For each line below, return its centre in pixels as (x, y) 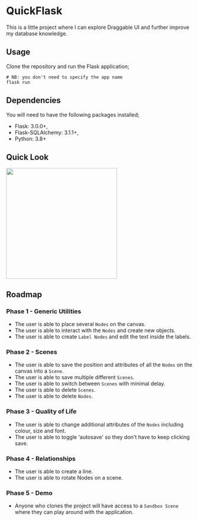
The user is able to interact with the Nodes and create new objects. (95, 330)
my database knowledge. (37, 33)
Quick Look (27, 157)
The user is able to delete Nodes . (54, 396)
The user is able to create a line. (54, 471)
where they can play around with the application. (74, 512)
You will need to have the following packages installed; (73, 115)
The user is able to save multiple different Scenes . (74, 377)
